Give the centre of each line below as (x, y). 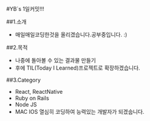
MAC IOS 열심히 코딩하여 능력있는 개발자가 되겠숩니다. (80, 112)
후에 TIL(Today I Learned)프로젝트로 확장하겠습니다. (77, 68)
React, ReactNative (39, 92)
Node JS (26, 104)
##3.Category (24, 80)
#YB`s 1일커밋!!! (25, 9)
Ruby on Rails (32, 98)
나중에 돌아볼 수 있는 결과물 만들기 (55, 60)
